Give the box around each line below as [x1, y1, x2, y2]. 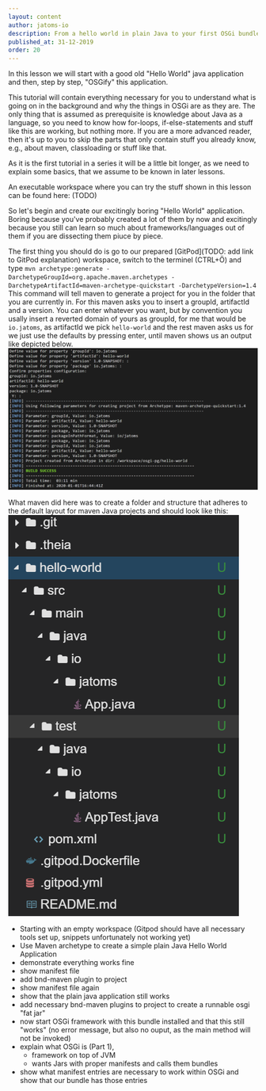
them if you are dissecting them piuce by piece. [8, 231, 164, 241]
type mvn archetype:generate [8, 264, 103, 273]
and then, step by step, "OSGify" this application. [8, 78, 169, 87]
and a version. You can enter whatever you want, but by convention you [8, 306, 243, 315]
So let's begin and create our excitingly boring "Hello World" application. [8, 206, 245, 216]
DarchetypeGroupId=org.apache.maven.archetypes [8, 273, 169, 281]
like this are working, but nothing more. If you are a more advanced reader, [8, 127, 252, 136]
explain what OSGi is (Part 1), [19, 1042, 115, 1051]
